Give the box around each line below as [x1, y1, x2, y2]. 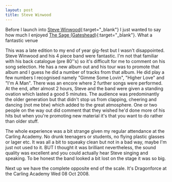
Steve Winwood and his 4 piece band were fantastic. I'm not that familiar [5, 52, 159, 59]
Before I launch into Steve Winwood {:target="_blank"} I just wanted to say [5, 26, 161, 32]
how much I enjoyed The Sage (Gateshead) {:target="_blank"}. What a [5, 32, 153, 38]
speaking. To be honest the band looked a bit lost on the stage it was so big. [5, 155, 166, 161]
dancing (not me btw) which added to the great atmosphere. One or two [5, 102, 158, 108]
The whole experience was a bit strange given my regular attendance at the [5, 128, 165, 134]
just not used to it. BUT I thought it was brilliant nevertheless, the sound [5, 144, 156, 150]
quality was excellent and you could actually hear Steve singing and [5, 150, 148, 156]
